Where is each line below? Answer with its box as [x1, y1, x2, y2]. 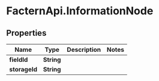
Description [67, 46, 101, 54]
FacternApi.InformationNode [6, 4, 154, 18]
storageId [9, 66, 38, 73]
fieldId [9, 55, 28, 64]
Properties [6, 28, 47, 38]
